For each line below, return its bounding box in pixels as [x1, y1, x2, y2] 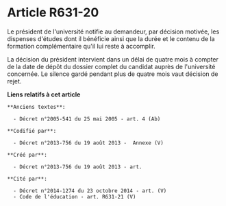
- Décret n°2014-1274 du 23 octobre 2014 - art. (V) [13, 187, 167, 194]
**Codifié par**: [7, 127, 57, 134]
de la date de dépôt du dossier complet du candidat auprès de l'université [7, 62, 216, 70]
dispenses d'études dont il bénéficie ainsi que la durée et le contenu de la [7, 34, 215, 42]
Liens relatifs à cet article [7, 90, 81, 99]
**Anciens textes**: [7, 103, 66, 110]
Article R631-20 [7, 5, 99, 21]
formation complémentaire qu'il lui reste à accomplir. [7, 42, 155, 50]
